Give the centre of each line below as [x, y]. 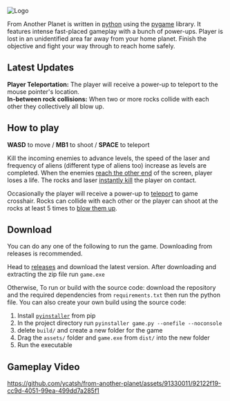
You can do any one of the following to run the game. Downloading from [110, 246]
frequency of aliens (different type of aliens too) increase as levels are [107, 165]
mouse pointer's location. [43, 91]
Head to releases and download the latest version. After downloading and [112, 267]
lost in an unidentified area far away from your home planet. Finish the [107, 39]
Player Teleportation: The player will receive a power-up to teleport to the [113, 84]
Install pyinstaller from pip [56, 316]
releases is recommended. [45, 254]
